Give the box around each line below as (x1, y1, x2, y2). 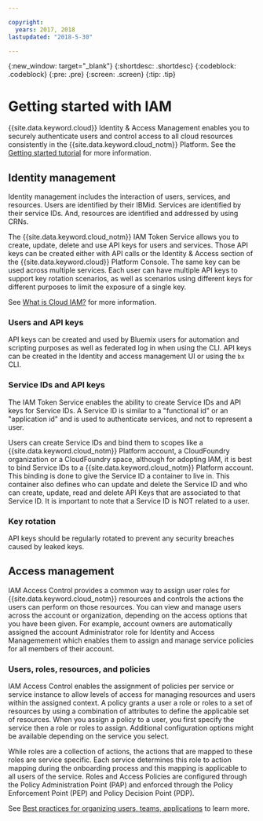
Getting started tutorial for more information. (8, 148, 152, 158)
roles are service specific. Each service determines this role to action (8, 755, 232, 764)
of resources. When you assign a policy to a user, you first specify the (8, 715, 235, 724)
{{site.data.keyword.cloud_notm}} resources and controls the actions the (8, 594, 244, 603)
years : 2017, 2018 (15, 25, 76, 34)
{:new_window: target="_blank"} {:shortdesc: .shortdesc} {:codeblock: (8, 61, 237, 71)
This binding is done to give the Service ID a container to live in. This (8, 471, 230, 480)
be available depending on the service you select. (8, 731, 170, 741)
